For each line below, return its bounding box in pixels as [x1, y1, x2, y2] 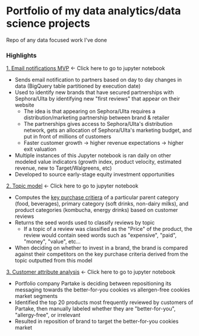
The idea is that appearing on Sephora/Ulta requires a [23, 108, 156, 115]
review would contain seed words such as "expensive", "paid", [23, 232, 177, 239]
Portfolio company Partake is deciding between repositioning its [14, 280, 172, 287]
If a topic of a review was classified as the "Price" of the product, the [23, 226, 192, 233]
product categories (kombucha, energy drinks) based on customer [14, 207, 178, 214]
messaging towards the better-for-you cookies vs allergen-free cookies [14, 286, 190, 293]
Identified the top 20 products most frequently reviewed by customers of [14, 299, 194, 306]
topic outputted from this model [14, 257, 93, 264]
